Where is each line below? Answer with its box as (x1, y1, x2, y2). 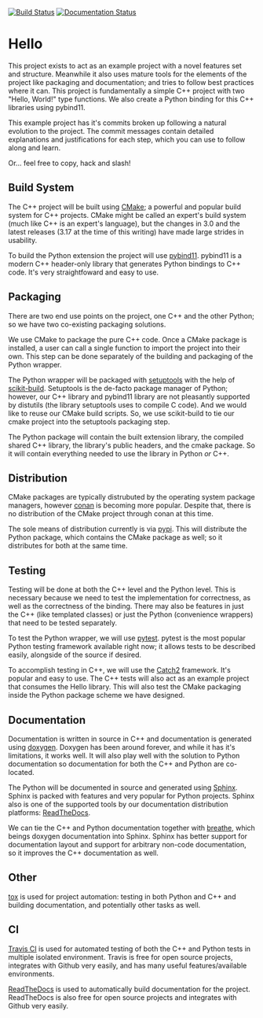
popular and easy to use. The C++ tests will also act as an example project (8, 673, 250, 684)
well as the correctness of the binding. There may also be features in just (8, 602, 245, 611)
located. (8, 768, 35, 776)
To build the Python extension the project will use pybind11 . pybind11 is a (8, 250, 242, 260)
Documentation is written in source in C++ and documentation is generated (8, 734, 252, 743)
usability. (8, 235, 38, 245)
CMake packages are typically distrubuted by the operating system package (8, 492, 255, 502)
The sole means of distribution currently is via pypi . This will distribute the (8, 524, 247, 534)
